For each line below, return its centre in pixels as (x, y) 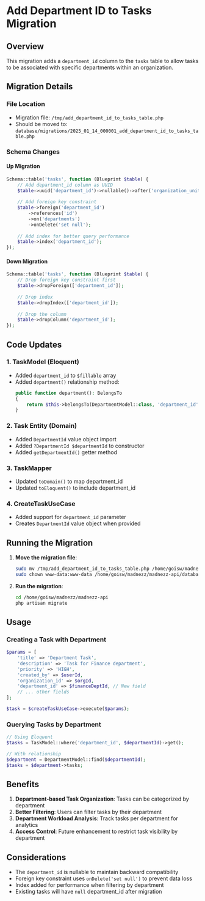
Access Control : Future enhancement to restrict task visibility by (96, 832)
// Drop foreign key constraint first (67, 280)
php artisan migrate (41, 603)
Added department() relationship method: (67, 382)
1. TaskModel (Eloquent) (43, 362)
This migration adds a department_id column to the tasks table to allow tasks (103, 61)
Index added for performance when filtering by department (89, 885)
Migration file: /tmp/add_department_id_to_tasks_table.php (89, 118)
